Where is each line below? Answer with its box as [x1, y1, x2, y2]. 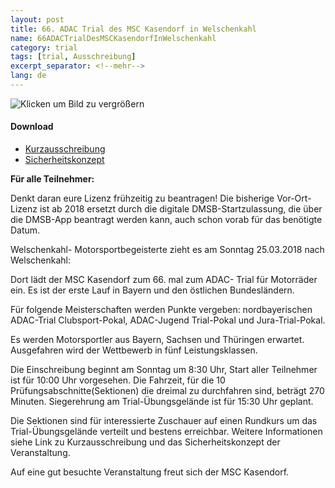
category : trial [10, 42, 78, 53]
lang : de [10, 71, 47, 81]
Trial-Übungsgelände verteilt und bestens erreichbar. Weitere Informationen [10, 426, 323, 438]
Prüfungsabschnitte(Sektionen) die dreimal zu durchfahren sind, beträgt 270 [10, 385, 325, 397]
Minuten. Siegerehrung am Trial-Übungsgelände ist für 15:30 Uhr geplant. [10, 396, 314, 408]
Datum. [10, 224, 41, 236]
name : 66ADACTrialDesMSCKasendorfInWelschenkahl [10, 33, 217, 43]
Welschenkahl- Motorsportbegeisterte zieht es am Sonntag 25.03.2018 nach [10, 244, 325, 256]
